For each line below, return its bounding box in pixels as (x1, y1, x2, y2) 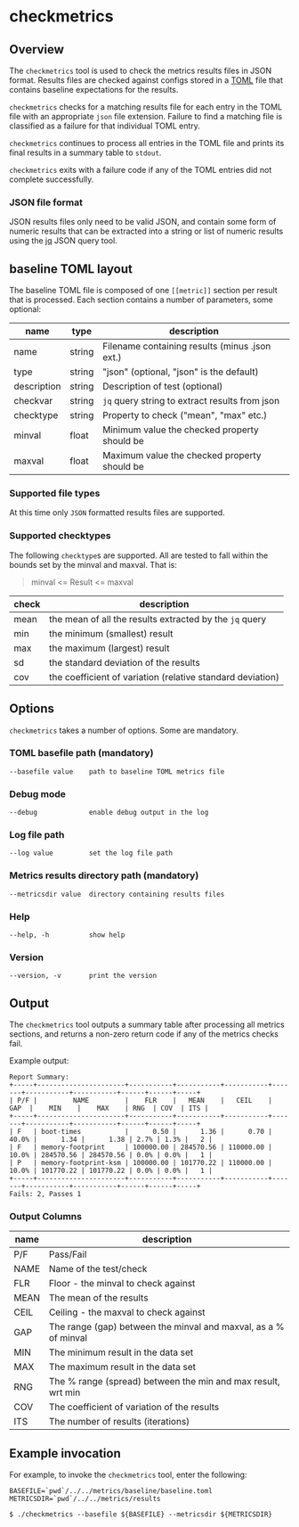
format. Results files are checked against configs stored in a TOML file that (9, 75, 283, 86)
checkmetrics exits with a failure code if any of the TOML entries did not (9, 165, 272, 175)
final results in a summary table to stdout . (9, 147, 162, 158)
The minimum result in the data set (48, 1346, 194, 1359)
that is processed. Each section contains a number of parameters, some (9, 294, 274, 305)
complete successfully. (9, 174, 94, 185)
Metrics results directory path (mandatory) (9, 869, 199, 882)
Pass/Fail (48, 1248, 87, 1260)
